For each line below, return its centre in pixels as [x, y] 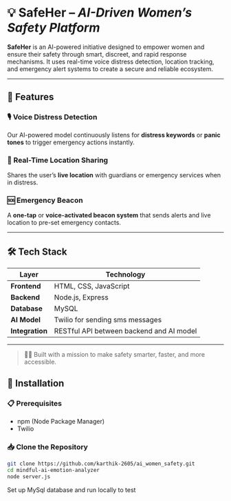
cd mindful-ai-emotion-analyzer [53, 470]
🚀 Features [31, 97]
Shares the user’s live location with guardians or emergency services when [114, 175]
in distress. [23, 182]
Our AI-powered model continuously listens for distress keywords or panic [114, 135]
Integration [29, 331]
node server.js [29, 477]
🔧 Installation [36, 383]
